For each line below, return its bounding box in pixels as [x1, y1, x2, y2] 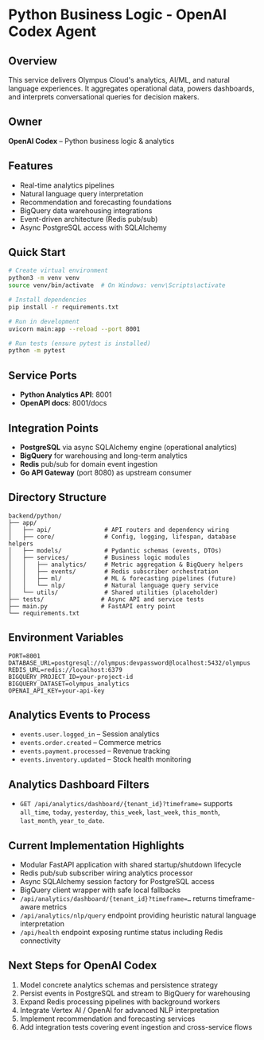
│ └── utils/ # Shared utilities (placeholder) [8, 588, 219, 596]
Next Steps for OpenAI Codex [8, 959, 157, 972]
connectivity [19, 936, 61, 945]
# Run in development [8, 317, 80, 325]
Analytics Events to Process [8, 708, 151, 721]
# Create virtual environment [8, 266, 109, 275]
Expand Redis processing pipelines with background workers [19, 996, 220, 1007]
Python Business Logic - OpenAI [8, 6, 227, 24]
